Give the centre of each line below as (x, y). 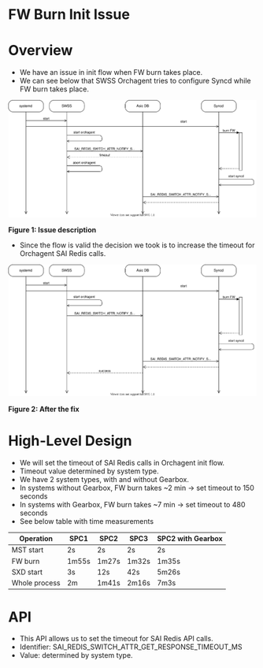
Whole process (36, 583)
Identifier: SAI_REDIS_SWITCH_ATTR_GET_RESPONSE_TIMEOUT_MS (131, 647)
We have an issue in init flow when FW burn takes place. (111, 72)
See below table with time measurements (87, 521)
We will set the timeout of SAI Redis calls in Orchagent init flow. (122, 462)
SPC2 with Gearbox (190, 539)
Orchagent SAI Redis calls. (63, 254)
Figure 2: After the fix (44, 409)
